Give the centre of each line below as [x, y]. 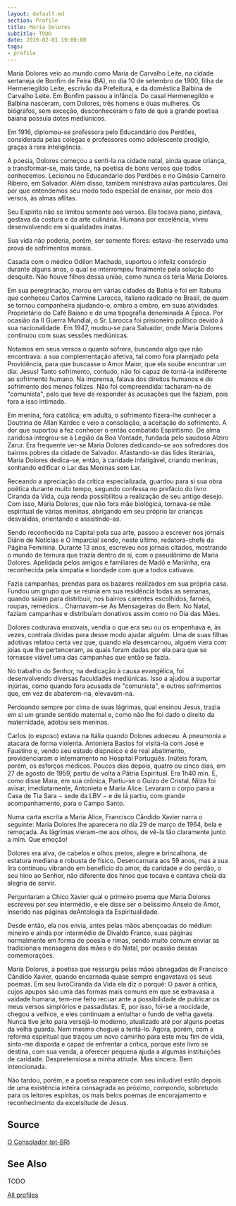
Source [24, 1125]
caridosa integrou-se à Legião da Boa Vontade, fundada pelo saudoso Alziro [118, 438]
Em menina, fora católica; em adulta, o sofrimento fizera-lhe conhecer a [112, 415]
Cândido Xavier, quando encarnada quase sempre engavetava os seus [110, 976]
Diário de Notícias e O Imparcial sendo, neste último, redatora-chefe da [111, 540]
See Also [27, 1164]
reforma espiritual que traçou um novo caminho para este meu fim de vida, [116, 1036]
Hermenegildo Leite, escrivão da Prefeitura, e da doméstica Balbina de [110, 88]
